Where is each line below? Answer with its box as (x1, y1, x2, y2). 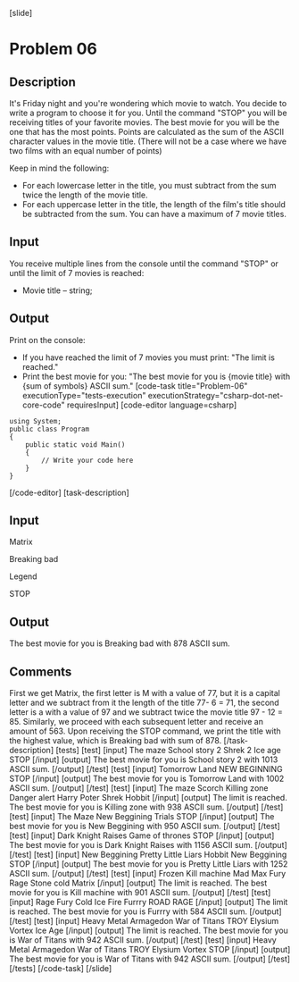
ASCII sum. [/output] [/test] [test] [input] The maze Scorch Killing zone (9, 783, 269, 793)
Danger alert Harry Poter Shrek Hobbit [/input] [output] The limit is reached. (9, 793, 287, 803)
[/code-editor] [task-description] (9, 487, 129, 498)
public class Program (9, 424, 90, 433)
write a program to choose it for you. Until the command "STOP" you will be (9, 107, 287, 118)
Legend (9, 571, 37, 582)
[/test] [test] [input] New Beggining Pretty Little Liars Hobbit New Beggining (9, 849, 287, 860)
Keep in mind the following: (9, 163, 110, 173)
